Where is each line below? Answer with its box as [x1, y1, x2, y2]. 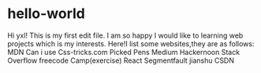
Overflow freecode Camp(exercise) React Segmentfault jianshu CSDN [7, 56, 234, 65]
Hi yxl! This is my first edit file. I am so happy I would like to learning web [7, 31, 244, 40]
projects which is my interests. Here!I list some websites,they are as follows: [7, 38, 255, 48]
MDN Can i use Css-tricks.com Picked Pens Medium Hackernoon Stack [7, 47, 240, 57]
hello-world [7, 5, 86, 23]
